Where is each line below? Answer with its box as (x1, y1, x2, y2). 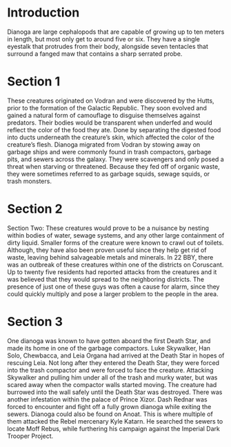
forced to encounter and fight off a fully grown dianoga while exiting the (7, 402, 212, 410)
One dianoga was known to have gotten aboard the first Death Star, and (7, 336, 211, 345)
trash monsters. (7, 177, 52, 185)
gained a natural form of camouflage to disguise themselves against (7, 111, 201, 119)
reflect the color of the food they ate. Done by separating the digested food (7, 125, 221, 134)
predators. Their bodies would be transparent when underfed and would (7, 118, 212, 127)
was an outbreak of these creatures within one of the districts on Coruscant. (7, 260, 224, 269)
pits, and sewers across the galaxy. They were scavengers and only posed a (7, 155, 224, 163)
